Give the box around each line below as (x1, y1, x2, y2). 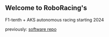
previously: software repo (5, 26, 57, 32)
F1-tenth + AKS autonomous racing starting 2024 (5, 17, 104, 22)
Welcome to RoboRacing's (5, 4, 87, 12)
